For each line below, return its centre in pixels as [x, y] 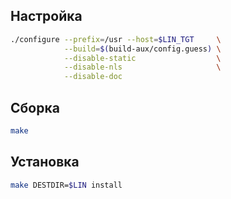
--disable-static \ [142, 58]
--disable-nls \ [142, 67]
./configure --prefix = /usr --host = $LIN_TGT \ [116, 39]
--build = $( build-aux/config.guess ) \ [142, 49]
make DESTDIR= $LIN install [66, 185]
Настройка [46, 16]
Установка [45, 162]
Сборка [35, 107]
